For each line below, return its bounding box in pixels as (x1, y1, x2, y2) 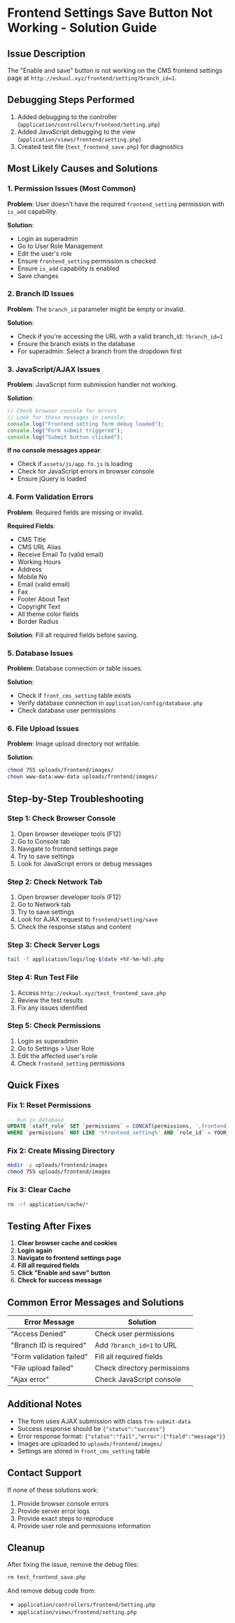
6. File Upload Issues (7, 723, 79, 733)
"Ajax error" (10, 1375, 50, 1385)
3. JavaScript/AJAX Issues (7, 364, 101, 374)
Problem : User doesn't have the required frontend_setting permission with (7, 200, 225, 208)
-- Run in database (7, 1116, 64, 1123)
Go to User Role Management (17, 242, 103, 250)
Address (17, 565, 42, 573)
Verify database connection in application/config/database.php (17, 699, 203, 707)
